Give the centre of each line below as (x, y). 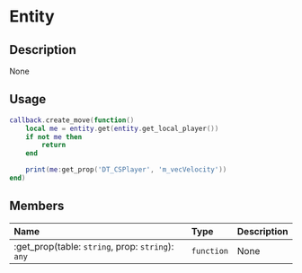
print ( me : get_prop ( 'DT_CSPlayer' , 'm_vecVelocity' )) (126, 170)
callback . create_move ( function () (72, 120)
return (54, 145)
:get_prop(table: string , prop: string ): (94, 246)
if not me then (54, 136)
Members (37, 206)
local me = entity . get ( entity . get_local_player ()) (122, 128)
